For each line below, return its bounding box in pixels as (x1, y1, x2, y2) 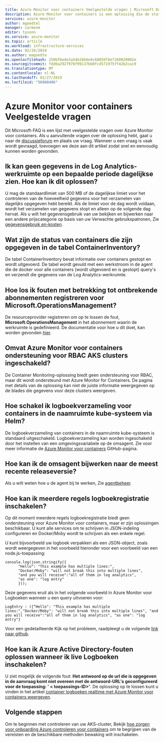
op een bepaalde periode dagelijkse (42, 169, 154, 178)
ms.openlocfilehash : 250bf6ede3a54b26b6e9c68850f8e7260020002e (5, 57, 137, 62)
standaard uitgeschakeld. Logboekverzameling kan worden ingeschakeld (5, 435, 152, 441)
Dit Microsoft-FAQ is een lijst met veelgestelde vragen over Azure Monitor (5, 127, 153, 133)
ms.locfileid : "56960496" (5, 80, 58, 84)
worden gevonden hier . (5, 330, 52, 335)
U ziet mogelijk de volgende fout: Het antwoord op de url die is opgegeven (5, 673, 157, 679)
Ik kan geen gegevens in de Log (5, 162, 103, 170)
